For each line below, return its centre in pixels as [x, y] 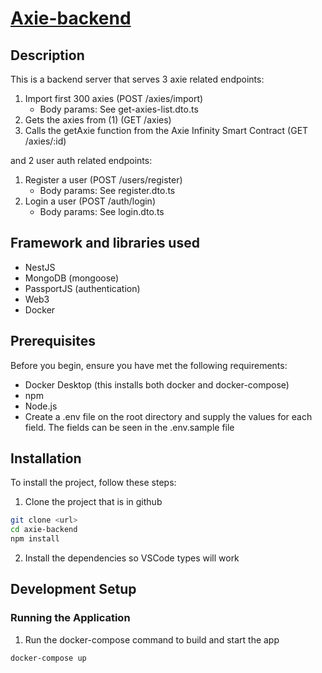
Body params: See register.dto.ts [107, 190]
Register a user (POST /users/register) [103, 180]
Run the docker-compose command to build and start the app [152, 639]
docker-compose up [48, 658]
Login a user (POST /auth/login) [90, 201]
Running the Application [70, 618]
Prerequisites [53, 341]
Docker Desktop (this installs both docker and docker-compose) [157, 384]
